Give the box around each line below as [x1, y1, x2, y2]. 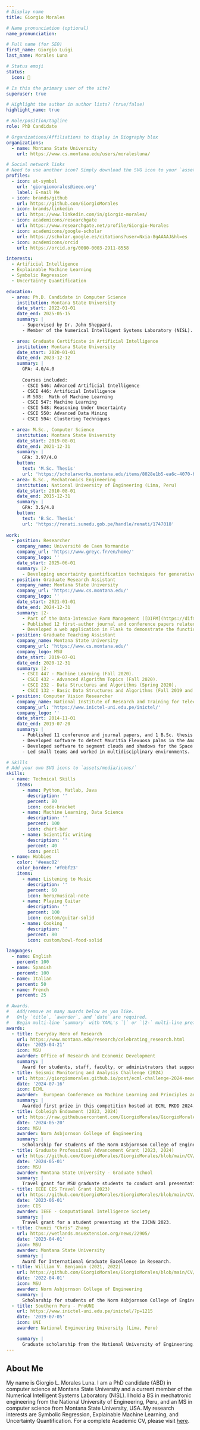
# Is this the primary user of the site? [6, 85, 111, 91]
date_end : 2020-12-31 [17, 660, 70, 666]
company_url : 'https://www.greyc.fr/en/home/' [17, 549, 135, 555]
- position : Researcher [11, 538, 70, 544]
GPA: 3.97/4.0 [21, 454, 58, 460]
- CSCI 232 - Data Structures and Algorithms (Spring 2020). [21, 682, 177, 688]
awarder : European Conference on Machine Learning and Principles [17, 1092, 187, 1098]
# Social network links [6, 162, 65, 168]
